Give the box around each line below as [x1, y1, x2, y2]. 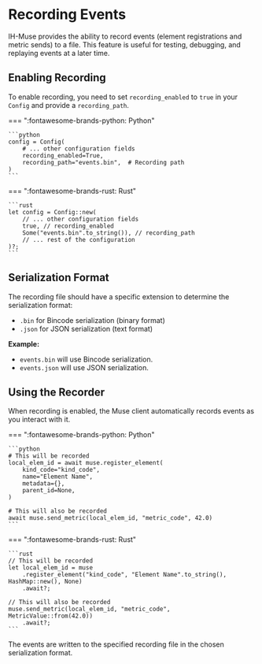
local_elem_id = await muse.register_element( [8, 459, 164, 467]
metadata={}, [22, 480, 65, 488]
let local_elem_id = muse [8, 564, 93, 572]
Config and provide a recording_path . [8, 100, 130, 109]
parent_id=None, [22, 487, 76, 495]
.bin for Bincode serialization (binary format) [19, 315, 165, 325]
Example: [8, 339, 40, 348]
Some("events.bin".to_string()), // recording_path [22, 228, 195, 237]
